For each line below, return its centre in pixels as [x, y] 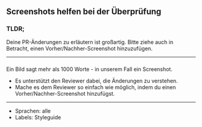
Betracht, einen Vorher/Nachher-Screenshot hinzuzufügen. [80, 48]
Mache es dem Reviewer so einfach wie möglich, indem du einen [95, 87]
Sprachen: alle [33, 111]
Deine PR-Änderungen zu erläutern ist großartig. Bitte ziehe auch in [90, 42]
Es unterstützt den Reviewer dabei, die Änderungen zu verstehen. [96, 81]
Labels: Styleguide [38, 117]
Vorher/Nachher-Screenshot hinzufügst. [65, 93]
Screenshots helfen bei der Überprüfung [84, 12]
